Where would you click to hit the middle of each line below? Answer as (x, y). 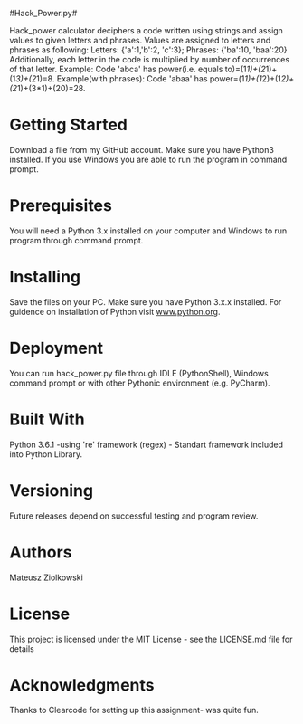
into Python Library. (46, 454)
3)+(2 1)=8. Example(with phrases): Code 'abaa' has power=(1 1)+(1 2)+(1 (148, 79)
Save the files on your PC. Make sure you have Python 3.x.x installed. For (146, 301)
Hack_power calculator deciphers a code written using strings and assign (146, 30)
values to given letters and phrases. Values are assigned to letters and (140, 40)
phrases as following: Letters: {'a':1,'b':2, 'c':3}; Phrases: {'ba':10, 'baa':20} (148, 50)
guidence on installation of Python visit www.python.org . (115, 311)
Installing (45, 277)
